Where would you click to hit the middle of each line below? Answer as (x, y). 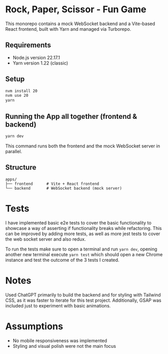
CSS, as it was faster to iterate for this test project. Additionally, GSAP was (83, 300)
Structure (21, 168)
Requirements (28, 45)
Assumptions (34, 326)
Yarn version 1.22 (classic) (40, 63)
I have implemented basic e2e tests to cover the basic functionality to (78, 223)
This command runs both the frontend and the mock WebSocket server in (83, 146)
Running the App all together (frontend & (71, 116)
